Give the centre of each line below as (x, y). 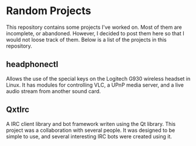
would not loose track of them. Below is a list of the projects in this (87, 39)
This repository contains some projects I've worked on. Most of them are (94, 27)
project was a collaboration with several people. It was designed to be (91, 130)
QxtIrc (18, 110)
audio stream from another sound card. (53, 91)
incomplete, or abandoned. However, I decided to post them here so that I (95, 33)
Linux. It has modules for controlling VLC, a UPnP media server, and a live (95, 85)
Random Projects (49, 11)
